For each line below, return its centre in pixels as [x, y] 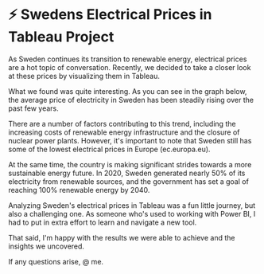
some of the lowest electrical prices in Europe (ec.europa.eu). [109, 149]
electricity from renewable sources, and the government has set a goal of [128, 181]
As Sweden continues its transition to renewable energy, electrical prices [128, 59]
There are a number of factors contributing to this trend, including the [122, 123]
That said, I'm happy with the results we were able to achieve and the [122, 237]
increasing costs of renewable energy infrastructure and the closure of [124, 132]
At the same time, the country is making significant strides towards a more [130, 164]
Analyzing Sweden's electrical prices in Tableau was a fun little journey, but [132, 205]
